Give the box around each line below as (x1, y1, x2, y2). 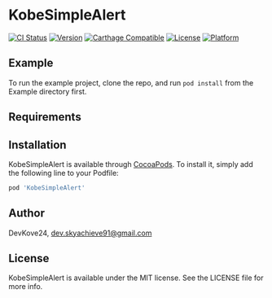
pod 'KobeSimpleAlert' (8, 183, 86, 192)
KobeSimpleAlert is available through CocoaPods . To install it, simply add (8, 159, 254, 169)
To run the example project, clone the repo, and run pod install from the (8, 77, 254, 87)
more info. (8, 282, 43, 291)
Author (8, 206, 45, 221)
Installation (8, 138, 67, 151)
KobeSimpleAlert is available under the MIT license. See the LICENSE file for (8, 273, 264, 283)
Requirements (8, 110, 81, 124)
